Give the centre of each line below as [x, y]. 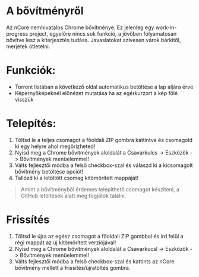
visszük [24, 99]
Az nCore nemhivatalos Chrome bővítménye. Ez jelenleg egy [80, 27]
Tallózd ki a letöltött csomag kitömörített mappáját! [77, 178]
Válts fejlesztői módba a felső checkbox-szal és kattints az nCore [94, 261]
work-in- [166, 27]
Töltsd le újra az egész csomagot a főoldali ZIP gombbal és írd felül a [99, 236]
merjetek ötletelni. [28, 46]
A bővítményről [45, 11]
